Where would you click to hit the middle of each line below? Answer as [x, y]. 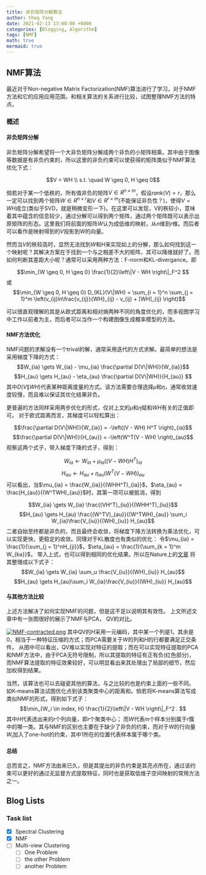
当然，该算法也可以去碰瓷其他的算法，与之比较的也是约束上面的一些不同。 [100, 683]
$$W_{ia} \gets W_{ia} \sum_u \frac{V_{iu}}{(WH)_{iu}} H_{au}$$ [103, 572]
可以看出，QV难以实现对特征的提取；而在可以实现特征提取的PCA [116, 647]
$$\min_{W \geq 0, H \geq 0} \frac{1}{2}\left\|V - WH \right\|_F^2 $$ [103, 272]
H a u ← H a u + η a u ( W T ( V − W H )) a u [103, 473]
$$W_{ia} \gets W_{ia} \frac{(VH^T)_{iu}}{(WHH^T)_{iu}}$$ [103, 505]
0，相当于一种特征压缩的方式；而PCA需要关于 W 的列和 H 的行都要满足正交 [99, 640]
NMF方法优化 [23, 334]
